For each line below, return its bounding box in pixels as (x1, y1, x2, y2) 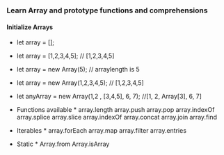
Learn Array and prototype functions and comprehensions (6, 6, 208, 15)
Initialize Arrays (6, 23, 54, 31)
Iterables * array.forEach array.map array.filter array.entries (16, 127, 187, 135)
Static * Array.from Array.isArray (16, 140, 110, 148)
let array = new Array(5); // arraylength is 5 (16, 65, 140, 74)
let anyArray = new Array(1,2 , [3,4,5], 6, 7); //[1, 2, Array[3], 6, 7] (16, 92, 202, 101)
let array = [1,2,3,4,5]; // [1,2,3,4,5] (16, 51, 115, 60)
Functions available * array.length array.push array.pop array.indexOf (16, 106, 215, 114)
